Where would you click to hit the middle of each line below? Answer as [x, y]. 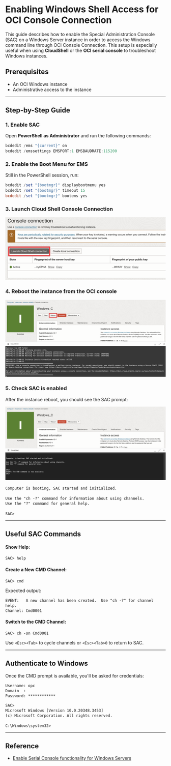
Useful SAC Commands [43, 534]
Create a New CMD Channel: [36, 570]
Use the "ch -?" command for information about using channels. [75, 498]
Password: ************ [31, 696]
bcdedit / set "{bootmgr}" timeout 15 [45, 191]
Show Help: [18, 547]
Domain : [16, 691]
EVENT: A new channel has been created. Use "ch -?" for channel [79, 600]
